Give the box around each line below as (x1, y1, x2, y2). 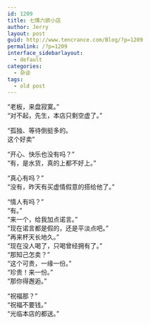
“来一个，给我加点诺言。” (7, 216, 78, 224)
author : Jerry (7, 23, 49, 30)
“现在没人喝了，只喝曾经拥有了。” (7, 242, 103, 250)
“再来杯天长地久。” (7, 233, 60, 242)
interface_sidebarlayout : (7, 50, 83, 57)
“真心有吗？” (7, 174, 44, 182)
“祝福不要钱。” (7, 301, 47, 309)
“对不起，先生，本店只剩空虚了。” (7, 111, 103, 120)
